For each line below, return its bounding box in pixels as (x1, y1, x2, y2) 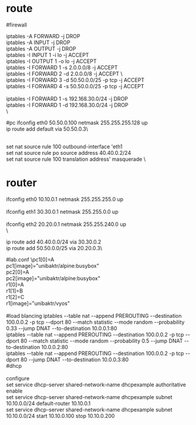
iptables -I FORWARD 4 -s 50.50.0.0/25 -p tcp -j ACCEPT (6, 82, 145, 89)
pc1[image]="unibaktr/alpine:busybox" (6, 262, 100, 269)
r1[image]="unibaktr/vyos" (6, 300, 70, 307)
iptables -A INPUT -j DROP (6, 39, 70, 46)
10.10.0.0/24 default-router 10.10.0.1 (6, 400, 91, 407)
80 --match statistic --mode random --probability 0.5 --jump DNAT (20, 337, 183, 344)
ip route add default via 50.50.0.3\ (6, 125, 89, 132)
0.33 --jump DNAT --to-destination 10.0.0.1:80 (6, 324, 117, 331)
